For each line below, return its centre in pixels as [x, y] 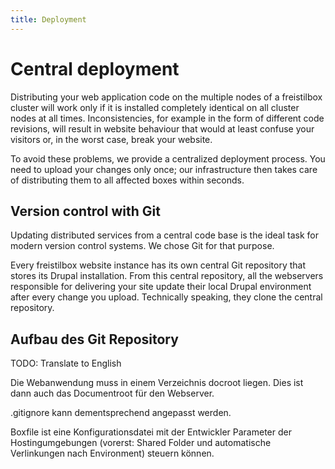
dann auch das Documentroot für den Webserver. [112, 393]
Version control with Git [85, 211]
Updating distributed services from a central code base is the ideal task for [164, 235]
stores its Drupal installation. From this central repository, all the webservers [167, 276]
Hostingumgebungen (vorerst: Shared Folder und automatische [141, 443]
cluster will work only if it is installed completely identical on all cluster [155, 107]
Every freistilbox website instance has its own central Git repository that [158, 265]
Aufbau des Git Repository [94, 339]
